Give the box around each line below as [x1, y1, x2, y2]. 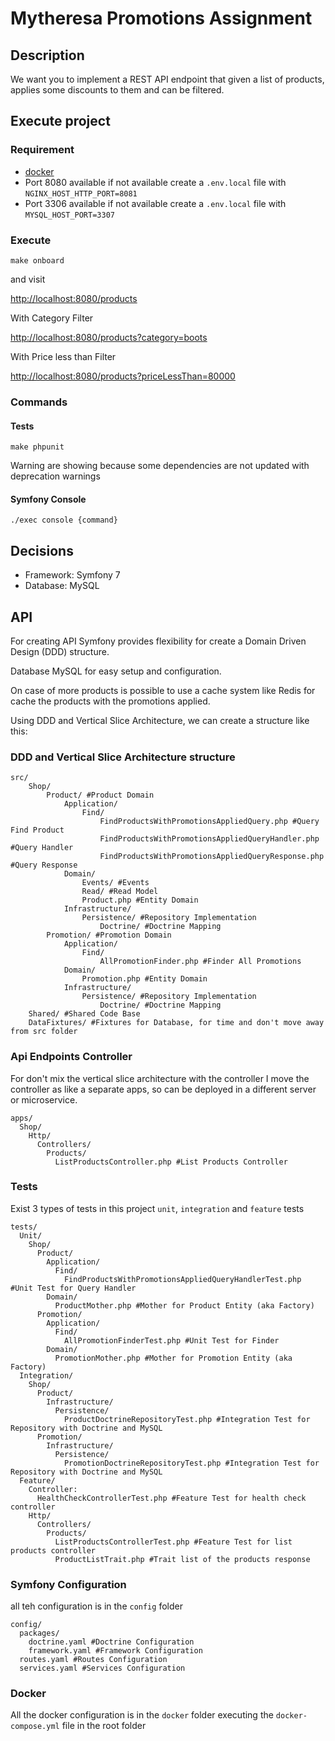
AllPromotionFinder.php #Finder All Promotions [99, 957, 302, 967]
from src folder [10, 1027, 78, 1037]
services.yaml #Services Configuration [19, 1663, 186, 1674]
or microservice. [10, 1093, 78, 1106]
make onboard [10, 255, 65, 266]
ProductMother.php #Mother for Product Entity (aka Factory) [54, 1300, 315, 1311]
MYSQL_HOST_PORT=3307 [24, 210, 115, 220]
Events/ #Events [81, 878, 150, 888]
